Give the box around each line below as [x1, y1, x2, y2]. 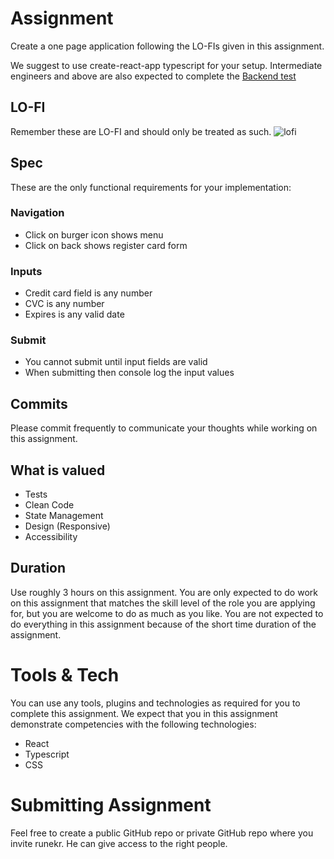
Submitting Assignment [10, 794, 212, 817]
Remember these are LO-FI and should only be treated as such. [10, 125, 272, 137]
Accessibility [24, 531, 78, 543]
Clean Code [24, 499, 75, 511]
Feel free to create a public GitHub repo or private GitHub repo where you [10, 827, 314, 839]
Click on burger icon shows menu [24, 228, 164, 241]
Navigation [10, 206, 65, 220]
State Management [24, 510, 104, 522]
